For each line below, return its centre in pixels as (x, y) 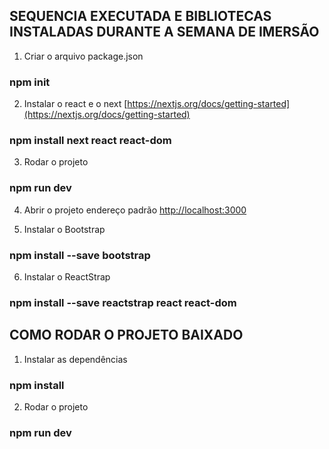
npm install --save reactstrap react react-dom (123, 302)
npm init (30, 82)
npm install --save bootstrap (80, 255)
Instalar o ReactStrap (67, 277)
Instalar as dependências (75, 359)
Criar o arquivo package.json (83, 56)
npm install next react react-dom (90, 141)
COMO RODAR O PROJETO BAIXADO (126, 335)
